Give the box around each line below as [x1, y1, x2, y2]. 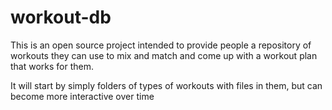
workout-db [10, 6, 112, 29]
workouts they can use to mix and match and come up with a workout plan [10, 49, 318, 61]
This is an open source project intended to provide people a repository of [10, 39, 312, 51]
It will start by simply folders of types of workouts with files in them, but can [10, 79, 323, 91]
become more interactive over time [10, 90, 155, 102]
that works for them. [10, 60, 95, 72]
